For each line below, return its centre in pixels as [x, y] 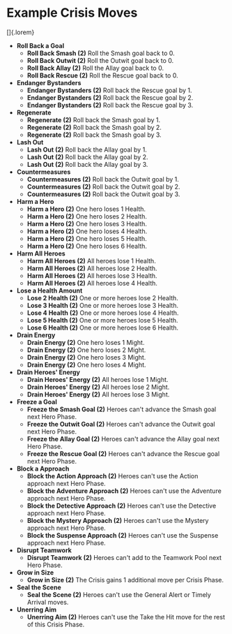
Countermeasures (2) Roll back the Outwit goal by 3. [103, 194]
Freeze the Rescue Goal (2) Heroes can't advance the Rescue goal [123, 454]
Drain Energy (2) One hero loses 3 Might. [86, 357]
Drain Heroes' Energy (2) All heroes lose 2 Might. [98, 387]
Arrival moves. [48, 602]
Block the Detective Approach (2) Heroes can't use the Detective [122, 506]
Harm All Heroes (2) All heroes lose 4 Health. [92, 283]
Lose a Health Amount [49, 290]
